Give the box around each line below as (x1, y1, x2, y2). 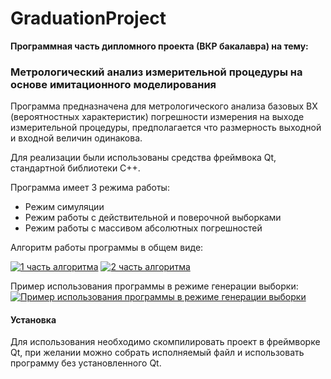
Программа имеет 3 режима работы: (10, 182, 170, 194)
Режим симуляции (24, 201, 105, 213)
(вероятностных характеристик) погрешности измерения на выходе (10, 111, 305, 123)
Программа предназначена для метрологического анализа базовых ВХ (10, 100, 318, 112)
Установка (10, 313, 57, 326)
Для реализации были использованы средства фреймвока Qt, (10, 152, 277, 164)
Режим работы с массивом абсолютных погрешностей (24, 222, 263, 234)
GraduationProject (10, 7, 167, 30)
